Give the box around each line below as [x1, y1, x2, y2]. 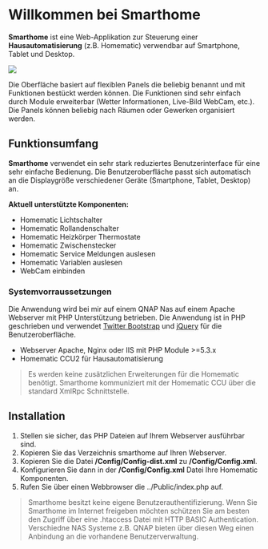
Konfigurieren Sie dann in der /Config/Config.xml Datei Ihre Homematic [19, 465, 258, 474]
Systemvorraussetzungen [8, 286, 112, 297]
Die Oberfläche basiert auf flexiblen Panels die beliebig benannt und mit [8, 79, 246, 89]
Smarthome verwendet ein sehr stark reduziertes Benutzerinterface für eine [8, 158, 261, 168]
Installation [8, 410, 66, 423]
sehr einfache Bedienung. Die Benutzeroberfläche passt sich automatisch [8, 167, 251, 176]
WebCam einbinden [19, 266, 86, 276]
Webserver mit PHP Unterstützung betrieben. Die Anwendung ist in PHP [8, 313, 246, 322]
